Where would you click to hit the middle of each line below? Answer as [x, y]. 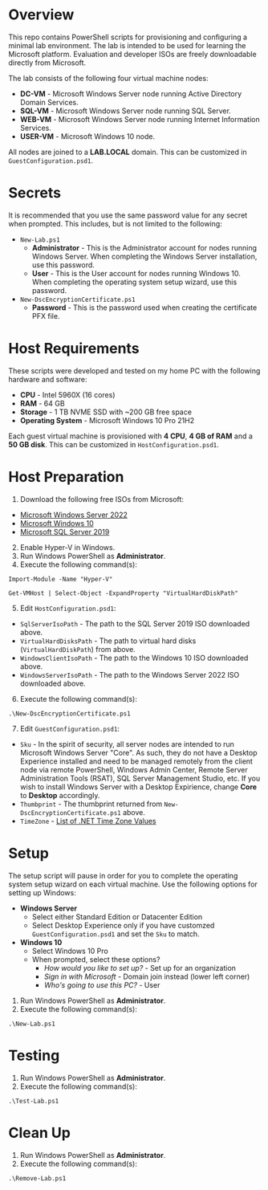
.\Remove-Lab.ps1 [37, 1178]
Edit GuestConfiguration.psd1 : [70, 728]
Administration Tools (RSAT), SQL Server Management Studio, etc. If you [140, 778]
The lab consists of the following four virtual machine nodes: [108, 78]
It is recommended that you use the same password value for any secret [128, 215]
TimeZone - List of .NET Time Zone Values [88, 821]
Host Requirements [74, 349]
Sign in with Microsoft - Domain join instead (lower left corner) [147, 976]
